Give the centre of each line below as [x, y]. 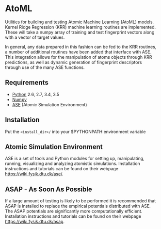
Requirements [27, 83]
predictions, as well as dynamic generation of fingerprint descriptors [73, 62]
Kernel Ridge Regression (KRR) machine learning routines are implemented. [80, 27]
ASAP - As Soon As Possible [48, 189]
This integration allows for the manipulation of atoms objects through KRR [79, 57]
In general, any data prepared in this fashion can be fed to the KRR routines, [81, 47]
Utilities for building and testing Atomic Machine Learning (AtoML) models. [80, 22]
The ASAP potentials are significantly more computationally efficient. [74, 211]
